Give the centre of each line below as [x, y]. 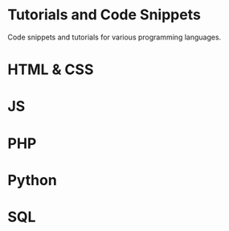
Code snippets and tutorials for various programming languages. [115, 37]
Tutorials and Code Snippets [104, 15]
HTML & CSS [51, 70]
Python [32, 180]
